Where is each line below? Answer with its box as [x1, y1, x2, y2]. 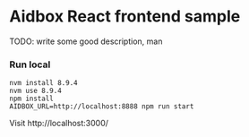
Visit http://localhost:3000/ [9, 118, 109, 129]
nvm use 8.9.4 [9, 87, 63, 96]
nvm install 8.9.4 [9, 79, 78, 88]
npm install [9, 94, 54, 104]
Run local [9, 58, 51, 71]
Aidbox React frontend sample [9, 6, 241, 27]
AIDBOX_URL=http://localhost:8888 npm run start [9, 102, 194, 111]
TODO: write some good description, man [9, 36, 163, 47]
